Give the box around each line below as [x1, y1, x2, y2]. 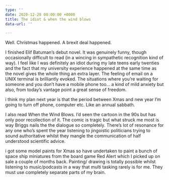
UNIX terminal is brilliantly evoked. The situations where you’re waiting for [5, 76, 158, 82]
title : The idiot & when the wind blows [5, 17, 92, 22]
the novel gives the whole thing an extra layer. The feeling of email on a [5, 71, 153, 77]
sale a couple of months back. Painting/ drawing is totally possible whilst [5, 159, 156, 165]
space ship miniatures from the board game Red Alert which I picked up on [5, 153, 160, 159]
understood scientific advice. [5, 138, 66, 144]
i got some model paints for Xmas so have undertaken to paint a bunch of [5, 148, 157, 154]
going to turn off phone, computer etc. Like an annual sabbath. [5, 102, 135, 108]
